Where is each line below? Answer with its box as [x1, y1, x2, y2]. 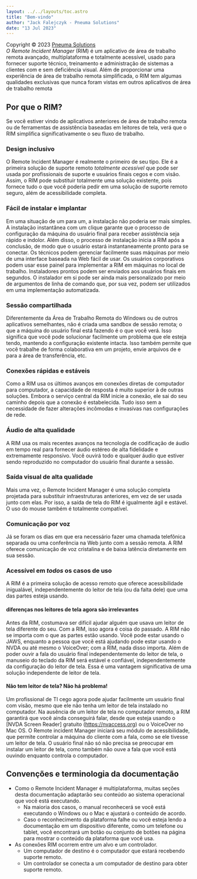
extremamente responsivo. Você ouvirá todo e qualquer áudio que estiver [6, 452, 185, 459]
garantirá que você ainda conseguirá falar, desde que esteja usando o [6, 714, 175, 721]
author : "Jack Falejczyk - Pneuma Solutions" [6, 19, 119, 25]
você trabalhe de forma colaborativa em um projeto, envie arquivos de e [6, 346, 181, 353]
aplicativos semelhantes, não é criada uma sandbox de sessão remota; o [6, 320, 182, 327]
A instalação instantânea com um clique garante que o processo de [6, 224, 169, 231]
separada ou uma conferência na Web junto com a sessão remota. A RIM [6, 539, 183, 546]
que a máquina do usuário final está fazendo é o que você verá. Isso [6, 327, 172, 334]
